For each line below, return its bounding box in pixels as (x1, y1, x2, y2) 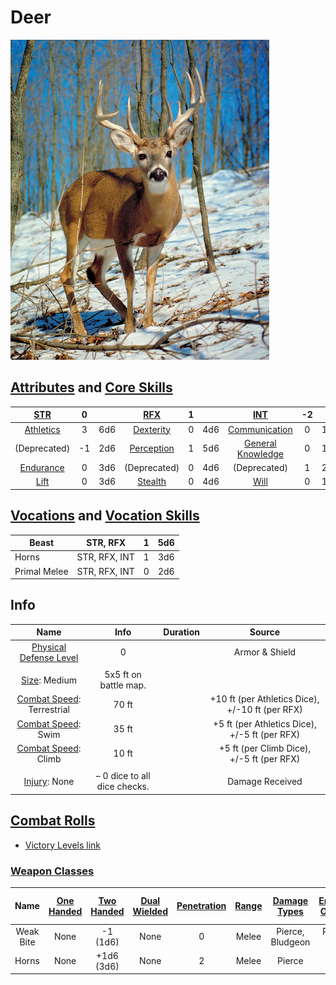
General (244, 437, 277, 449)
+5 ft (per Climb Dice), (218, 742, 312, 754)
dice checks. (96, 781, 150, 793)
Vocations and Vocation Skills (10, 507, 200, 525)
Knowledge (236, 447, 284, 460)
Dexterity (133, 423, 172, 435)
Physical (31, 641, 67, 653)
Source (249, 626, 281, 638)
